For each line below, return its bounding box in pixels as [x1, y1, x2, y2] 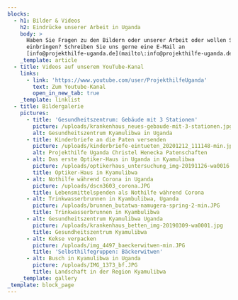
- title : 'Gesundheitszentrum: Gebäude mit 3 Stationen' [25, 116, 198, 123]
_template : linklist [20, 97, 81, 104]
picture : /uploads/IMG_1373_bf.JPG [33, 262, 138, 269]
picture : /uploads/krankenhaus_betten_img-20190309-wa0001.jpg [33, 222, 223, 229]
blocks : [7, 10, 30, 18]
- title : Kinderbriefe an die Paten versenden [25, 136, 166, 143]
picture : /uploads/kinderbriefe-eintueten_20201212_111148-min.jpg [33, 143, 236, 150]
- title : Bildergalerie [13, 103, 84, 110]
